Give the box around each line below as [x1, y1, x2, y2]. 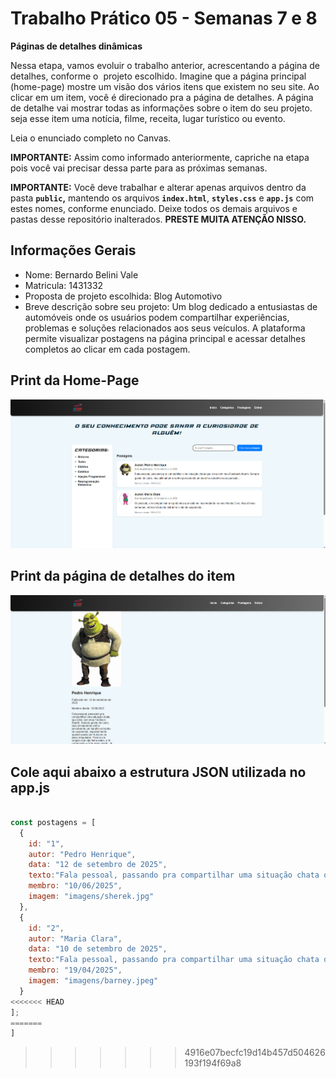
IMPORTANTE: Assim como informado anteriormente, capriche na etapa [10, 151, 310, 163]
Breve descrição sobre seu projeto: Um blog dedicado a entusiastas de [24, 300, 318, 312]
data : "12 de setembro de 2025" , [28, 860, 168, 870]
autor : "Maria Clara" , [28, 933, 123, 944]
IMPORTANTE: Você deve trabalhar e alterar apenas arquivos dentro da [10, 181, 307, 193]
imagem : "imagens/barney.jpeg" [28, 976, 159, 986]
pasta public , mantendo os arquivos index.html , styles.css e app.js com [10, 192, 315, 204]
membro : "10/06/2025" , [28, 881, 123, 891]
